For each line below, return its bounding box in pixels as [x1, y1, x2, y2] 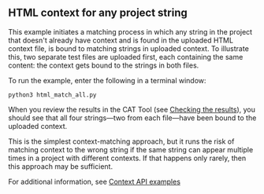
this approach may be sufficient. [8, 161, 113, 171]
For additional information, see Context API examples [8, 177, 181, 186]
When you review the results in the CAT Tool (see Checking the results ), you [8, 104, 256, 114]
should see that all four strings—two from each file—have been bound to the [8, 113, 257, 123]
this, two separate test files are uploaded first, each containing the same [8, 52, 244, 61]
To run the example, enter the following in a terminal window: [8, 75, 206, 85]
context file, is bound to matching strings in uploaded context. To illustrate [8, 43, 250, 53]
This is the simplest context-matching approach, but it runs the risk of [8, 137, 235, 146]
